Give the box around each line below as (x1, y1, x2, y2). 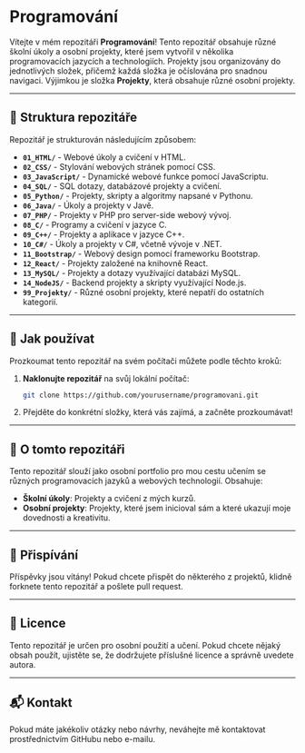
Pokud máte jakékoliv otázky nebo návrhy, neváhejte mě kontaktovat (9, 724, 266, 735)
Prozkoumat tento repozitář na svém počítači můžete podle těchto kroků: (9, 355, 282, 366)
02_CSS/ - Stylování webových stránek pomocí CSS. (22, 161, 216, 172)
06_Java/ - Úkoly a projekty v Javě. (22, 200, 154, 211)
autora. (9, 659, 36, 669)
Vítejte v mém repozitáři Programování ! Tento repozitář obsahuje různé (9, 36, 277, 47)
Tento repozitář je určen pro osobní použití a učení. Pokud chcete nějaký (9, 639, 281, 650)
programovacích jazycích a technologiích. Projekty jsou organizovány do (9, 55, 281, 66)
